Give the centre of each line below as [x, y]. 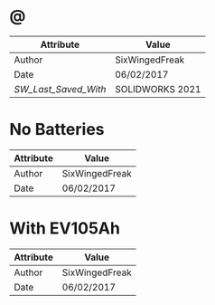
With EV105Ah [65, 229]
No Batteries [57, 130]
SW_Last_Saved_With [60, 89]
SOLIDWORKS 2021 [158, 89]
